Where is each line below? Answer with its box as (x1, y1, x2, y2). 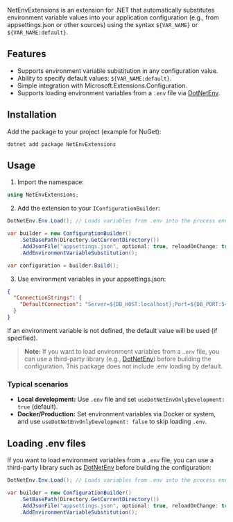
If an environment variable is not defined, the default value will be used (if (7, 326, 218, 334)
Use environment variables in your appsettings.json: (17, 275, 166, 283)
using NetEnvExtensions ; (7, 191, 79, 199)
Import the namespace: (17, 178, 85, 186)
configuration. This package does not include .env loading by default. (24, 361, 223, 370)
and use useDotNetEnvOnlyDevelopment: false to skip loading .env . (17, 417, 207, 426)
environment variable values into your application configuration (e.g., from (7, 13, 220, 22)
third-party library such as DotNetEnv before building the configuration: (7, 464, 212, 472)
